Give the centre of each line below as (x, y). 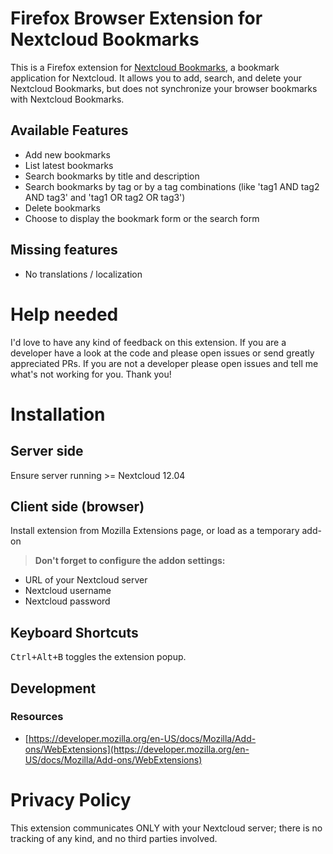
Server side (47, 451)
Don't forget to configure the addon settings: (130, 561)
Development (53, 688)
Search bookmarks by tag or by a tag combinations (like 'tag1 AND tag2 (172, 186)
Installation (58, 414)
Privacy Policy (71, 800)
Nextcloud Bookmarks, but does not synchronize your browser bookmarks (164, 88)
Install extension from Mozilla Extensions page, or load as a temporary (155, 531)
